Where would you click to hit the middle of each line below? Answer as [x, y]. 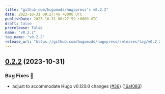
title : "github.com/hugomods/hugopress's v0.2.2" [57, 10]
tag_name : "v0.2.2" [25, 37]
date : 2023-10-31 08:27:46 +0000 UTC [44, 14]
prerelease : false [24, 28]
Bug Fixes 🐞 [19, 76]
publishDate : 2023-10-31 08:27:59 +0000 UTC [51, 19]
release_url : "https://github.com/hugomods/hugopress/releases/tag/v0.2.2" [84, 42]
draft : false [18, 23]
